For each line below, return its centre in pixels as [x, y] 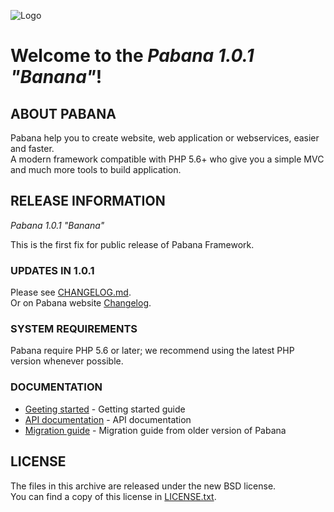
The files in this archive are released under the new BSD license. [143, 486]
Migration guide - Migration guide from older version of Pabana [155, 430]
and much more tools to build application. [96, 169]
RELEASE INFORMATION [88, 201]
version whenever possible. [67, 361]
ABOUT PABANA [63, 113]
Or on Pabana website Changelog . [81, 303]
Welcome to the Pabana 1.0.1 [132, 56]
